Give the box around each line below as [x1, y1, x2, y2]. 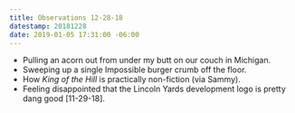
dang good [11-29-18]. [22, 93, 106, 104]
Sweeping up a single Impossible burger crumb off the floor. [22, 64, 247, 75]
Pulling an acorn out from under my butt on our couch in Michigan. [22, 55, 271, 66]
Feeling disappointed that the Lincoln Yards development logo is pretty [22, 83, 287, 95]
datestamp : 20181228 [9, 22, 88, 31]
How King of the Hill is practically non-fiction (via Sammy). [22, 74, 242, 85]
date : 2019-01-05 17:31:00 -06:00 [9, 30, 140, 39]
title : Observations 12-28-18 [9, 13, 124, 23]
